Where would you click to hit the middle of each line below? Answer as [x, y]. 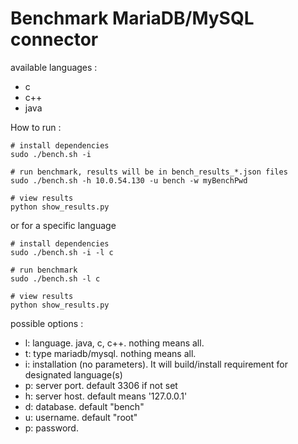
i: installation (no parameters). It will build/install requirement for [156, 364]
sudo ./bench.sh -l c [55, 278]
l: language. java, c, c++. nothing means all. [114, 343]
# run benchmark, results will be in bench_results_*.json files [149, 172]
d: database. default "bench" [84, 406]
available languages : [54, 67]
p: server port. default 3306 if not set [101, 385]
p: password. [51, 428]
